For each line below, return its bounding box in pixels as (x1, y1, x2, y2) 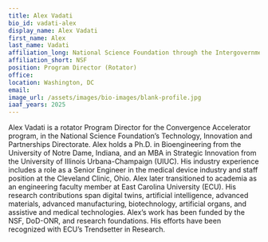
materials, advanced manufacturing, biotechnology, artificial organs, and (8, 199, 247, 208)
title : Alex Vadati (8, 11, 73, 20)
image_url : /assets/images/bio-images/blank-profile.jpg (8, 93, 202, 101)
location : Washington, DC (8, 78, 94, 86)
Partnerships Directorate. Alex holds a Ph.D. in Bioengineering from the (8, 140, 242, 149)
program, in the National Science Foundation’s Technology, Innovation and (8, 131, 253, 141)
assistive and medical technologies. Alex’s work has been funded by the (8, 208, 246, 217)
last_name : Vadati (8, 42, 69, 50)
